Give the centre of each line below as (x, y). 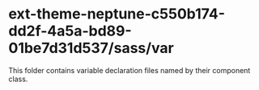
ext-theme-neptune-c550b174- (117, 14)
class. (18, 79)
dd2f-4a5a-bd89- (70, 31)
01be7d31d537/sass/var (91, 48)
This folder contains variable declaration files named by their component (129, 70)
